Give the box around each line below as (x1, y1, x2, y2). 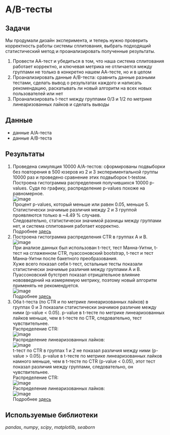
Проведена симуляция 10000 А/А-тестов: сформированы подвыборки (12, 163, 165, 169)
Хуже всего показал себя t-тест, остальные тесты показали (12, 261, 143, 267)
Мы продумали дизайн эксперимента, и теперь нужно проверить (5, 37, 148, 43)
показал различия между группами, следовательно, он (12, 363, 133, 370)
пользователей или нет (12, 91, 63, 96)
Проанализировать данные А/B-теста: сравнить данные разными (12, 74, 156, 80)
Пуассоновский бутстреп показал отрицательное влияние (12, 271, 141, 278)
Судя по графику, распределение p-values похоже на (28, 185, 146, 191)
